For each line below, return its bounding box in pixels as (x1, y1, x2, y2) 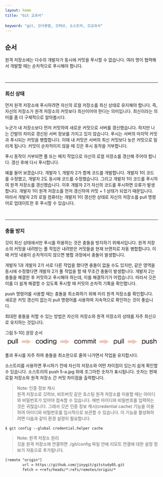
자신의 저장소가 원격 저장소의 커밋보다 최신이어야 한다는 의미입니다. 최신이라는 (5, 109, 153, 114)
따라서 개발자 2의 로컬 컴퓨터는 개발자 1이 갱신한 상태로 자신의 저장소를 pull (5, 194, 147, 200)
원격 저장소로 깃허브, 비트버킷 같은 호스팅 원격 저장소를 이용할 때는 (16, 391, 143, 397)
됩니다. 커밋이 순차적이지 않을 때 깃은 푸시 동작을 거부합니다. (14, 143, 128, 149)
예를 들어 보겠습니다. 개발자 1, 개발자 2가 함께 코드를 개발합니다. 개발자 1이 (5, 170, 146, 176)
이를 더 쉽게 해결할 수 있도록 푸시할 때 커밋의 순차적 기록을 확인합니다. (5, 280, 137, 286)
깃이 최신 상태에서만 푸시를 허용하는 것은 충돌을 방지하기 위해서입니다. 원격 (5, 239, 147, 245)
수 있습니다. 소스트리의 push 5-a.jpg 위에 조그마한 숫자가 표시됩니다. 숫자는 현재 (5, 369, 157, 375)
